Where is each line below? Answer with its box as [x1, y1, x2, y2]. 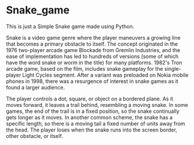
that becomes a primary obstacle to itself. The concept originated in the [6, 40, 178, 47]
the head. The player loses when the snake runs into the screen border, [6, 126, 178, 133]
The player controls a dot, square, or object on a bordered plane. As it [6, 95, 174, 102]
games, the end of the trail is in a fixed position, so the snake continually [6, 108, 179, 115]
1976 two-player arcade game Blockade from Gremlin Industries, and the [6, 46, 181, 53]
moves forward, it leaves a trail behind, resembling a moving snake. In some [6, 101, 188, 108]
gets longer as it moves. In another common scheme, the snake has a [6, 113, 173, 120]
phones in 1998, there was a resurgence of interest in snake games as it [6, 77, 179, 85]
